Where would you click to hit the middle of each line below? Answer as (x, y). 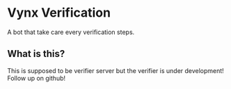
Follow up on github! (37, 78)
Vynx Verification (59, 13)
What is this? (36, 54)
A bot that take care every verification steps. (71, 32)
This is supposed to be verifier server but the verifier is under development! (115, 70)
